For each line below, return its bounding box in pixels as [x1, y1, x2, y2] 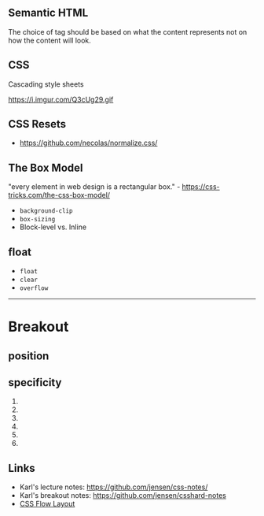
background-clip [19, 207, 73, 215]
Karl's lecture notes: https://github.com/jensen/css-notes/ [19, 482, 208, 492]
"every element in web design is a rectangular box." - [8, 182, 181, 191]
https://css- [181, 182, 220, 191]
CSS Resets [8, 117, 67, 131]
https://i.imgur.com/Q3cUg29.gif [8, 95, 114, 104]
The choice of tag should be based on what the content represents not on [8, 27, 247, 36]
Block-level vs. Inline [19, 222, 87, 232]
